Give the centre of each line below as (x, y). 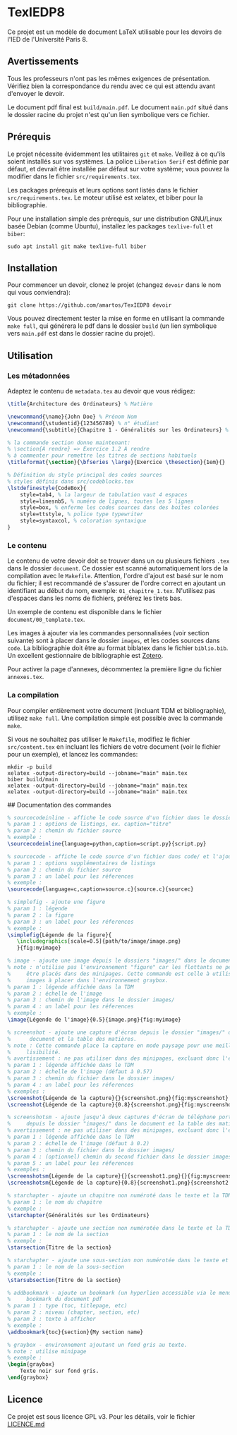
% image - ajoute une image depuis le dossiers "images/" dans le (107, 961)
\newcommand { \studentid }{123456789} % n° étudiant (83, 423)
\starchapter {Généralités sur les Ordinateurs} (79, 1215)
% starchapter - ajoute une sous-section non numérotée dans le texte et (118, 1260)
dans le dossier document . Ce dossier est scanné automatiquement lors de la (117, 568)
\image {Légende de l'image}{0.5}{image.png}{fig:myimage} (94, 1020)
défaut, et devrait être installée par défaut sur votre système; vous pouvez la (118, 169)
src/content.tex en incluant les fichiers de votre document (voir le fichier (114, 746)
